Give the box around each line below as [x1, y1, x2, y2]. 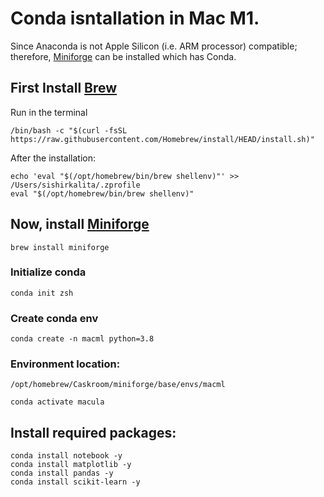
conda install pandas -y [10, 468, 114, 479]
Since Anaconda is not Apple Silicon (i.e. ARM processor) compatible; [10, 40, 298, 52]
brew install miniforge [10, 242, 110, 252]
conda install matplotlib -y [10, 460, 132, 470]
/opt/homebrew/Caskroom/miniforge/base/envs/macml [10, 380, 226, 390]
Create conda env [10, 311, 99, 325]
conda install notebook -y [10, 451, 123, 461]
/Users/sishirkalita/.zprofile [10, 180, 141, 190]
